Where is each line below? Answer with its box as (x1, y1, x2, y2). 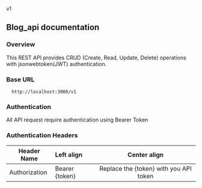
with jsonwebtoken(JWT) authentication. (6, 60, 107, 68)
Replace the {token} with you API (99, 164, 192, 172)
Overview (6, 40, 35, 48)
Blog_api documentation (6, 22, 100, 32)
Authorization (9, 168, 47, 176)
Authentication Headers (6, 131, 78, 140)
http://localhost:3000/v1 (11, 89, 77, 95)
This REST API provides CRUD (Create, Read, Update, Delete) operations (6, 54, 186, 61)
